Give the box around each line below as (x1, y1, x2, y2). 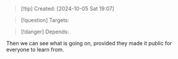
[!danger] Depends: (20, 28, 69, 35)
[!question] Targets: (20, 17, 70, 23)
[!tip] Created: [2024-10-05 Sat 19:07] (20, 5, 115, 12)
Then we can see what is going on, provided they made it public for (6, 40, 172, 46)
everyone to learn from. (6, 46, 65, 53)
